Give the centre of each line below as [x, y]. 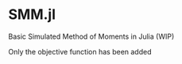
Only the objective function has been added [80, 51]
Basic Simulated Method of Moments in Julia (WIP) [91, 36]
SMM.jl [32, 15]
